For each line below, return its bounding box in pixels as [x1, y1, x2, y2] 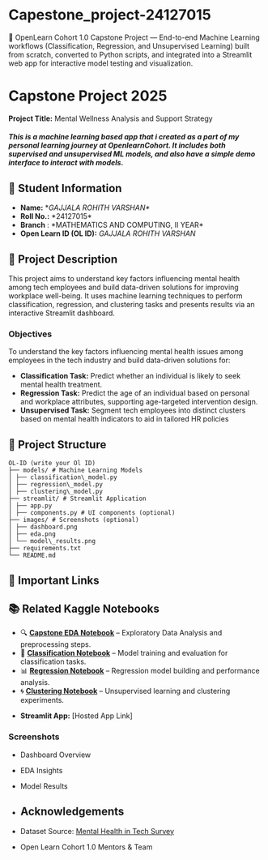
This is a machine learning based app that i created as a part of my [8, 132, 240, 142]
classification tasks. [19, 657, 87, 666]
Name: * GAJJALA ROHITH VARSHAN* [19, 203, 151, 212]
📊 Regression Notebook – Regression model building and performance [19, 666, 261, 676]
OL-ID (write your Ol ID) [8, 460, 96, 468]
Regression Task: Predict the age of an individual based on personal [19, 388, 250, 398]
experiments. [19, 695, 65, 705]
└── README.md [8, 551, 57, 560]
